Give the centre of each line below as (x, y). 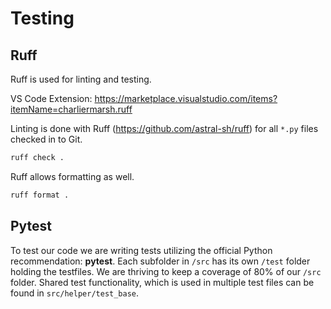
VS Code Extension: (51, 98)
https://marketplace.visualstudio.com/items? (186, 98)
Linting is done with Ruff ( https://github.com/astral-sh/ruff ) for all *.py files (164, 128)
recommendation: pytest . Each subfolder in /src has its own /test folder (160, 261)
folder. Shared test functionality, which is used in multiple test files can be (162, 282)
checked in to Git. (46, 139)
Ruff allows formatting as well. (72, 176)
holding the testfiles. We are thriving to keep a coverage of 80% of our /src (166, 271)
